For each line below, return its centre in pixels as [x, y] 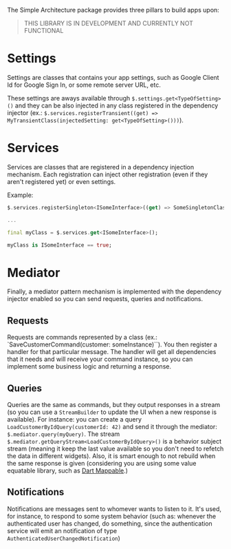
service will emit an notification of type [62, 530]
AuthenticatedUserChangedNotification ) [64, 538]
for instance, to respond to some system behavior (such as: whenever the [112, 516]
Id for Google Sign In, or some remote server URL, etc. [84, 85]
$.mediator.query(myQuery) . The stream [64, 434]
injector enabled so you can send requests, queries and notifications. [105, 299]
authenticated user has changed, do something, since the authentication [110, 524]
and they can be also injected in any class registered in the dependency [117, 105]
